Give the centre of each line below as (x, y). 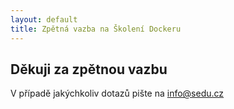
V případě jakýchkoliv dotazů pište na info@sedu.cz (117, 93)
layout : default (44, 19)
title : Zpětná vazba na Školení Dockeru (96, 29)
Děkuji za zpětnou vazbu (89, 69)
